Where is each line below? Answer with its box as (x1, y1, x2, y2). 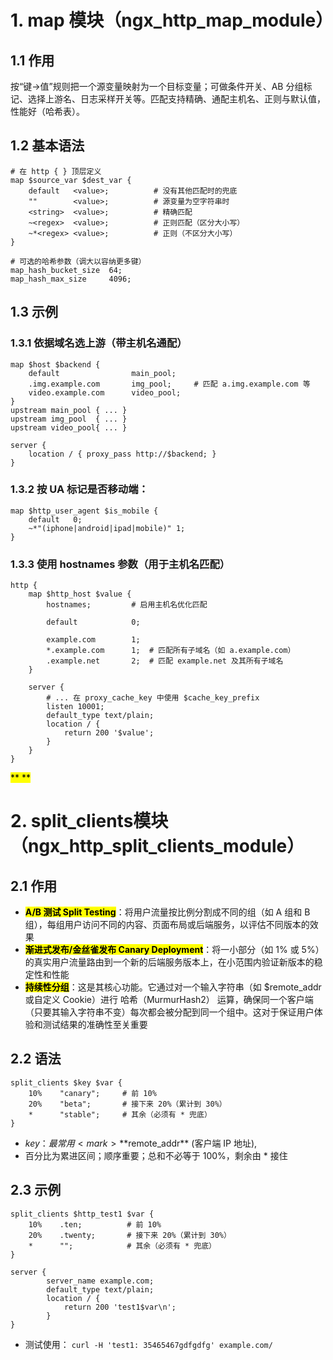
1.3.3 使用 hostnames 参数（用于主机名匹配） (10, 557, 231, 571)
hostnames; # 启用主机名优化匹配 (46, 600, 208, 610)
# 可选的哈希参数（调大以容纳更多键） (10, 256, 147, 266)
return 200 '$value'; (63, 728, 155, 738)
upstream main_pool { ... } (10, 405, 128, 415)
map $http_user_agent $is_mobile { (10, 506, 159, 516)
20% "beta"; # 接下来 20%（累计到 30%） (28, 1099, 227, 1109)
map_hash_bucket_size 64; (10, 265, 123, 275)
